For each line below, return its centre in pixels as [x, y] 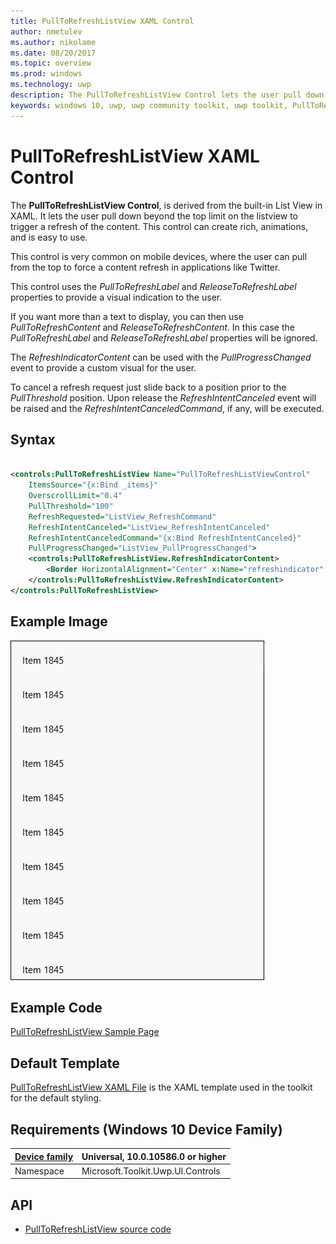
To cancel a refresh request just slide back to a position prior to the [148, 387]
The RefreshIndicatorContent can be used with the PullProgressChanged [161, 357]
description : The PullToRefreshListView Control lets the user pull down [167, 95]
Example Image [59, 621]
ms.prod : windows [46, 74]
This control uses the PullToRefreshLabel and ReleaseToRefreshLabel [153, 286]
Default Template [65, 1063]
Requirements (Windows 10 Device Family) [146, 1129]
